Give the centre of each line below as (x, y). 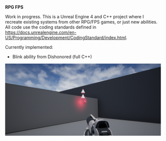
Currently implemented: (29, 47)
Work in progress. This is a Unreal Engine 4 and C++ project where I (75, 17)
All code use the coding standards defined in (51, 27)
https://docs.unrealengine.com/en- (41, 32)
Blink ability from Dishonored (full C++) (52, 57)
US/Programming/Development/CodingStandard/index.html (66, 37)
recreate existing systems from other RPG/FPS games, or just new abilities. (81, 22)
